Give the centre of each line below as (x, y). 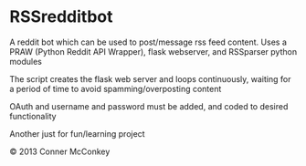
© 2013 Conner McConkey (60, 151)
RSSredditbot (61, 17)
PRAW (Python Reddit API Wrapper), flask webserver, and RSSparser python (153, 51)
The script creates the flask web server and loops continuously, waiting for (150, 78)
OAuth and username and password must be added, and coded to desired (149, 106)
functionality (33, 116)
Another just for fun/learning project (77, 133)
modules (26, 61)
